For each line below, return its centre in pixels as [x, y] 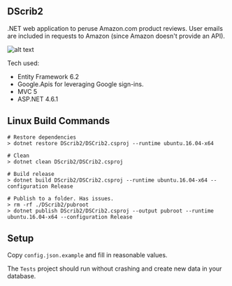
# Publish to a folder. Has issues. [60, 198]
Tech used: [23, 63]
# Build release [31, 174]
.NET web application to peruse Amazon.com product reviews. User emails [115, 28]
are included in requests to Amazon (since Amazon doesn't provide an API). [116, 36]
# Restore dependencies [42, 137]
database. [22, 276]
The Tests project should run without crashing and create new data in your [115, 268]
